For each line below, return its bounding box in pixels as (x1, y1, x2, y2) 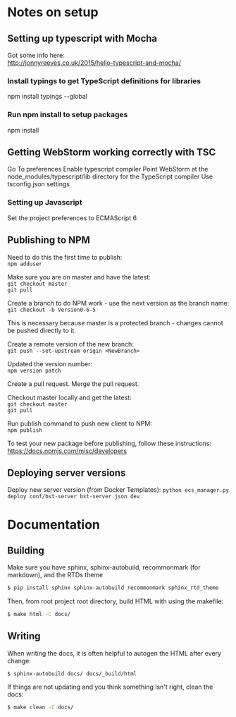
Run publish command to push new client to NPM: (7, 419, 153, 428)
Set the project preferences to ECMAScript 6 (7, 213, 137, 222)
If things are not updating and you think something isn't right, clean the (7, 682, 213, 691)
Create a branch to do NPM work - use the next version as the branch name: (7, 299, 230, 307)
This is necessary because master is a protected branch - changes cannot (7, 318, 223, 327)
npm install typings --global (7, 92, 88, 101)
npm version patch (7, 367, 61, 374)
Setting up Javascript (7, 198, 82, 207)
